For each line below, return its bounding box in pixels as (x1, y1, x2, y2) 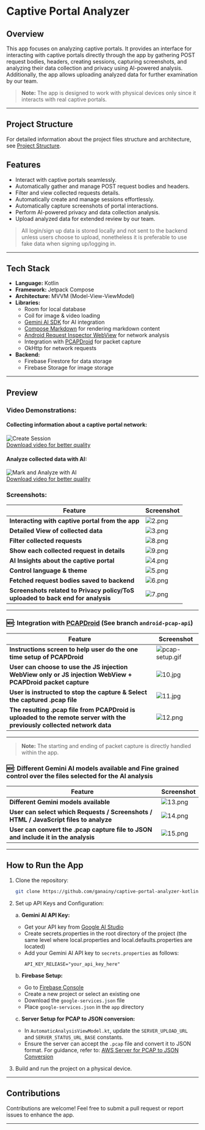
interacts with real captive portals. (21, 96, 107, 103)
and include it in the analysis (9, 833, 95, 842)
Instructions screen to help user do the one (9, 645, 138, 653)
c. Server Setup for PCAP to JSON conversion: (15, 1015, 135, 1022)
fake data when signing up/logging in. (21, 240, 117, 247)
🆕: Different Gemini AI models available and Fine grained (6, 764, 179, 773)
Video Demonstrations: (6, 406, 77, 414)
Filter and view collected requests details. (15, 189, 120, 196)
